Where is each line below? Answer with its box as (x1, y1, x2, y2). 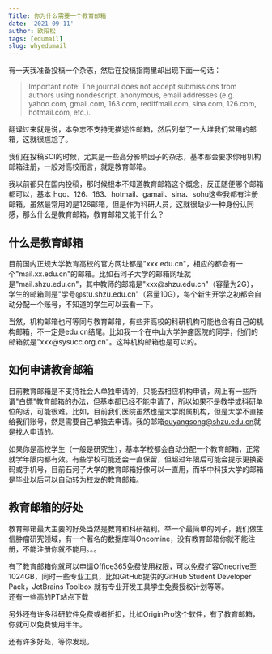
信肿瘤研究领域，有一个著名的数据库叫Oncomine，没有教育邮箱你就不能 (8, 534, 249, 544)
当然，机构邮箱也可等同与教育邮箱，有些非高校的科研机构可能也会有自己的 (8, 316, 257, 326)
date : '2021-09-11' (8, 19, 74, 28)
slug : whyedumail (8, 42, 67, 50)
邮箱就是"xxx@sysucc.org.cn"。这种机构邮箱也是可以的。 (8, 336, 202, 346)
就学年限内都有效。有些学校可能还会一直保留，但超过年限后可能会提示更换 (8, 454, 257, 464)
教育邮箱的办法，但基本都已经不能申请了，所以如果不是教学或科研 (36, 396, 257, 406)
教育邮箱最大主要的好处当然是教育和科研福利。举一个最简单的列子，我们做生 (8, 523, 264, 533)
